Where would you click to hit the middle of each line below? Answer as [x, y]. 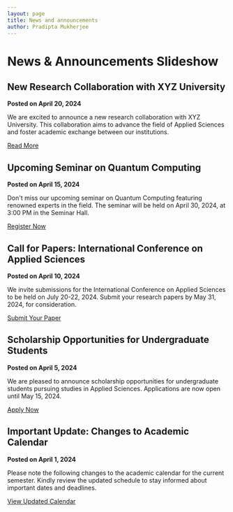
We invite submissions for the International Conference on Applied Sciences [116, 290]
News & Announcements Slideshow [113, 61]
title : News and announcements [53, 20]
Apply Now [23, 409]
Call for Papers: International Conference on [105, 248]
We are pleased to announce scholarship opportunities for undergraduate [113, 381]
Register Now [27, 226]
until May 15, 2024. [34, 396]
